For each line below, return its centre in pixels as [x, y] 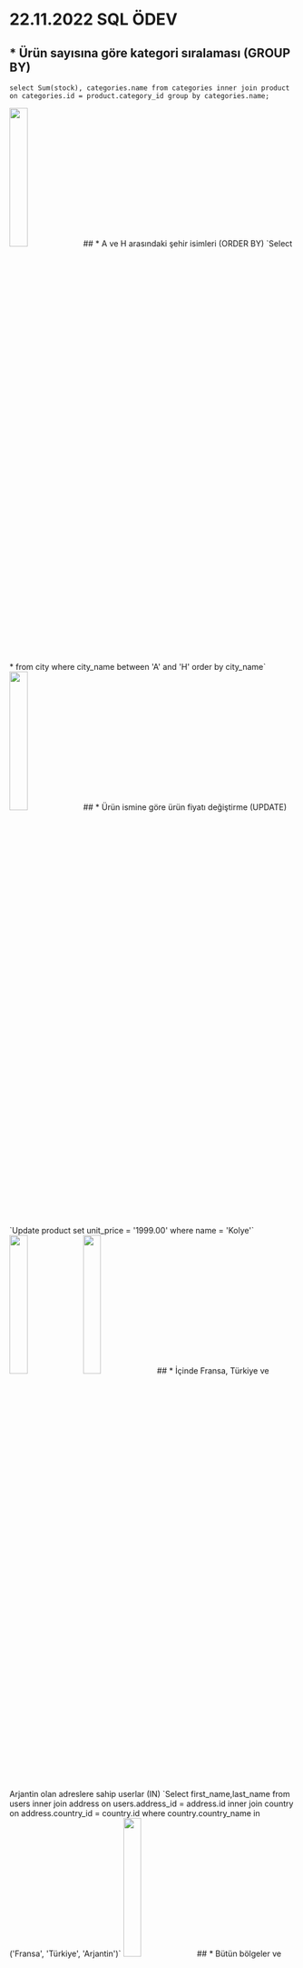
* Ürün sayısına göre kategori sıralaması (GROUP [150, 53]
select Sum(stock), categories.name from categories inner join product [150, 88]
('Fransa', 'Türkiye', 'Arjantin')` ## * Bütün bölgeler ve [146, 1953]
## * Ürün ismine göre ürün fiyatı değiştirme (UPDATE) [185, 807]
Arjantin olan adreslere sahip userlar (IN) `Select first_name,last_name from [150, 1794]
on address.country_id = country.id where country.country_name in [135, 1813]
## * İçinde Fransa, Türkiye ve [213, 1370]
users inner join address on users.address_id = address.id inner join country [151, 1803]
